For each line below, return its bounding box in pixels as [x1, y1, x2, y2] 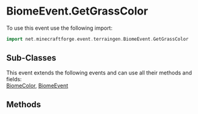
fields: [6, 75, 22, 82]
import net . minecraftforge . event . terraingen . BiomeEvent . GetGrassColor [6, 36, 189, 42]
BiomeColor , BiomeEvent [6, 82, 69, 89]
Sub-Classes [6, 53, 56, 63]
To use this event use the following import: [6, 24, 113, 32]
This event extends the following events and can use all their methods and [6, 69, 193, 76]
